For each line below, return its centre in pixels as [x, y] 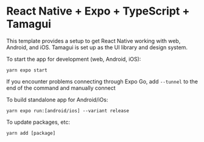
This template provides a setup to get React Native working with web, [93, 41]
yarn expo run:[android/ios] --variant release [68, 110]
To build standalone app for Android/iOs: [57, 100]
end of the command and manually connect [61, 88]
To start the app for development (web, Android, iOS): [74, 59]
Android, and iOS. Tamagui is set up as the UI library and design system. [97, 47]
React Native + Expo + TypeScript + [98, 11]
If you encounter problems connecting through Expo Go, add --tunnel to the [102, 81]
